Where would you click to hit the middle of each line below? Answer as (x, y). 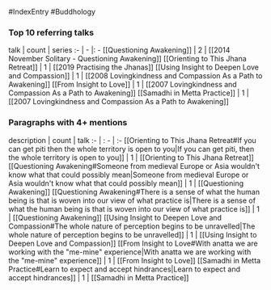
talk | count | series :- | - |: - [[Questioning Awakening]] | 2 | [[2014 (119, 50)
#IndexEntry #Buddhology (52, 12)
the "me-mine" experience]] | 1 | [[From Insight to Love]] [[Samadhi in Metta (135, 260)
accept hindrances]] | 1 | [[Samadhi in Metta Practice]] (99, 277)
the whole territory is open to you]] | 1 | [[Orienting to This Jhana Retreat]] (131, 158)
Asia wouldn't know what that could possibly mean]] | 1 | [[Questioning (126, 183)
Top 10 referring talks (51, 32)
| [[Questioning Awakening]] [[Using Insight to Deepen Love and (115, 217)
